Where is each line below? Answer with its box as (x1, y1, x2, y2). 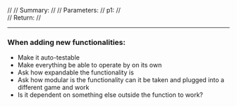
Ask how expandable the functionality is (17, 68, 134, 77)
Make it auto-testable (17, 53, 80, 62)
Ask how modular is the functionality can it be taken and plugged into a (17, 76, 224, 84)
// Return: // (7, 13, 41, 22)
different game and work (17, 84, 90, 92)
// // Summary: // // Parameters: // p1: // (7, 6, 121, 14)
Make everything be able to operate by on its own (17, 61, 162, 69)
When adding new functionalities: (7, 37, 126, 47)
